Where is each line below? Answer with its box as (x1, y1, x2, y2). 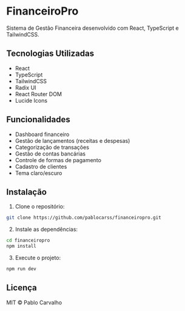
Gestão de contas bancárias (15, 150, 86, 157)
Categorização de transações (15, 143, 90, 151)
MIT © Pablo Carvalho (6, 299, 62, 306)
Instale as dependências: (15, 226, 78, 233)
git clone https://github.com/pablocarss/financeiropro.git (6, 214, 162, 221)
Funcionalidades (6, 114, 71, 125)
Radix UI (15, 84, 36, 91)
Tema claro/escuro (15, 169, 62, 177)
